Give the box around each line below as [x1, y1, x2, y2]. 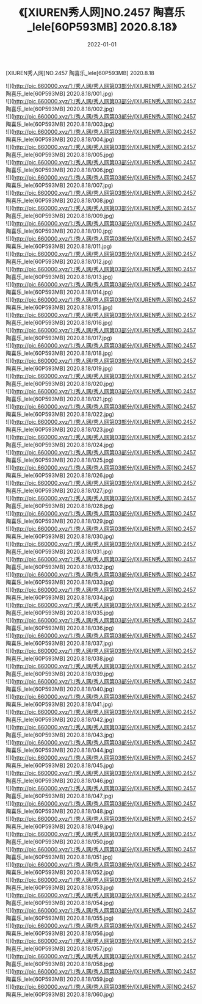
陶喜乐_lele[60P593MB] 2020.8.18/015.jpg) [5, 304, 114, 311]
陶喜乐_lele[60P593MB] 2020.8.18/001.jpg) [5, 90, 114, 97]
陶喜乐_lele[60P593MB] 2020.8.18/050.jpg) [5, 838, 114, 845]
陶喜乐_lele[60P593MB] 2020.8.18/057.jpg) [5, 945, 114, 952]
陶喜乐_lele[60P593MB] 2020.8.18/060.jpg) [5, 991, 114, 998]
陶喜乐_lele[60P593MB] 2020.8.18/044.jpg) [5, 746, 115, 754]
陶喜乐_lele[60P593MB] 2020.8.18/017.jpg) [5, 334, 112, 341]
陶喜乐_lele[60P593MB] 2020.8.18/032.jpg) [5, 563, 114, 570]
